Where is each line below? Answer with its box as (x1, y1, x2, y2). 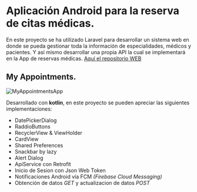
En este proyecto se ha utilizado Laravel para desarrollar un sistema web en (6, 36, 189, 43)
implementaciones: (6, 105, 52, 112)
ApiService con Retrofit (14, 160, 72, 167)
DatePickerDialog (14, 117, 57, 124)
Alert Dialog (14, 154, 44, 161)
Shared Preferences (14, 141, 64, 148)
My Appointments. (6, 72, 76, 82)
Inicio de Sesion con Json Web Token (14, 167, 106, 174)
